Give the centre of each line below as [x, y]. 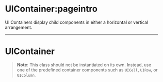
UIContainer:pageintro [51, 9]
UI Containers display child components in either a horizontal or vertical [77, 22]
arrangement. [19, 27]
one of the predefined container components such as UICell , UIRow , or [87, 70]
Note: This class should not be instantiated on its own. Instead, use [84, 65]
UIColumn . [26, 75]
